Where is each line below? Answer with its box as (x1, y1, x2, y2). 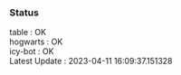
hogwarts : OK (9, 36, 63, 47)
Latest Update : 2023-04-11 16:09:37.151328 (9, 56, 174, 67)
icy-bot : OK (9, 46, 54, 57)
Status (9, 6, 39, 19)
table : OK (9, 27, 47, 38)
